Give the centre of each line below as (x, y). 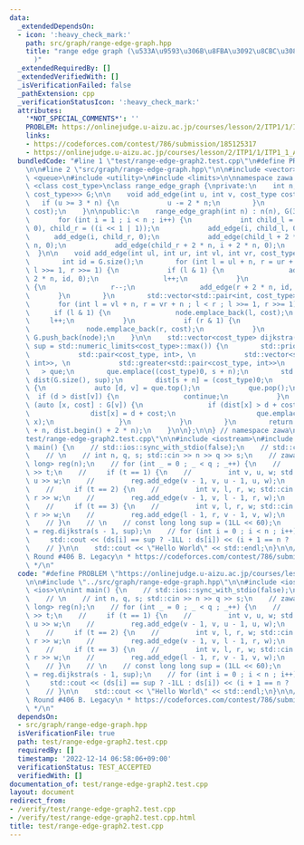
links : (38, 136)
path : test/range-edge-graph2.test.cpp (93, 742)
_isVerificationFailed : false (74, 85)
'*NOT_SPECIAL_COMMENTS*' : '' (83, 119)
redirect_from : (38, 801)
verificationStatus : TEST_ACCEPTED (85, 767)
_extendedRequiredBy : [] (64, 69)
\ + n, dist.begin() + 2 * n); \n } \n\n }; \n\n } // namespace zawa (157, 430)
